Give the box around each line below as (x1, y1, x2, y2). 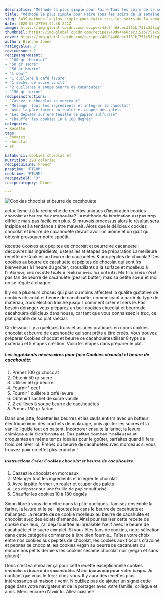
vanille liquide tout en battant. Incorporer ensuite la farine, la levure (5, 426, 141, 432)
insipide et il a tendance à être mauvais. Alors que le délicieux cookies (5, 223, 147, 229)
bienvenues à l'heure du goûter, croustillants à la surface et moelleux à (5, 264, 148, 270)
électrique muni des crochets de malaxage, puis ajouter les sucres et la (5, 420, 149, 426)
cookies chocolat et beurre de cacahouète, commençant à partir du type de (5, 295, 159, 300)
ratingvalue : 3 (5, 44, 36, 49)
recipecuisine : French (5, 162, 52, 167)
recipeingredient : (5, 53, 43, 58)
